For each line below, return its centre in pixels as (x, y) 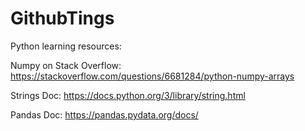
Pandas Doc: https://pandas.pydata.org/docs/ (104, 114)
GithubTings (62, 18)
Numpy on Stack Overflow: (66, 65)
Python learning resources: (66, 46)
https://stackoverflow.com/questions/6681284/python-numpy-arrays (152, 76)
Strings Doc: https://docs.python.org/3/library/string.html (128, 95)
